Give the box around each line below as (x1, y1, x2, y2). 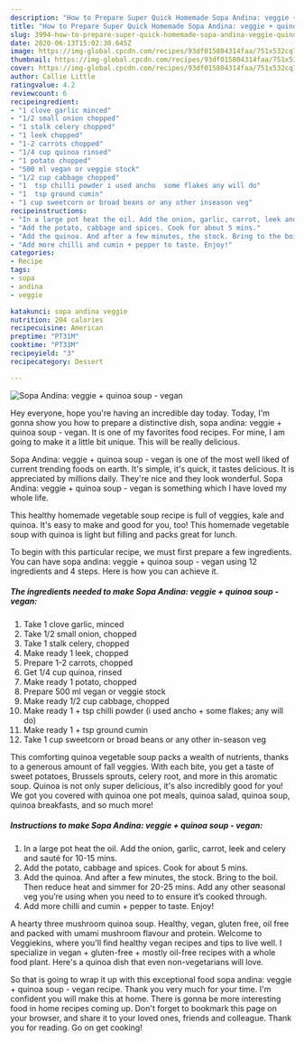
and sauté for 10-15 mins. (23, 852, 118, 863)
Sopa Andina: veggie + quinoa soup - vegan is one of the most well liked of (10, 454, 290, 465)
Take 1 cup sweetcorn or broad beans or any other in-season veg (23, 734, 267, 745)
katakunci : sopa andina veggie (10, 306, 128, 316)
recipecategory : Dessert (10, 357, 104, 366)
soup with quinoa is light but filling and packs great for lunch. (10, 529, 237, 540)
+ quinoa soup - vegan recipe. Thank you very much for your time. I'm (10, 983, 272, 994)
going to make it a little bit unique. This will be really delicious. (10, 436, 241, 447)
